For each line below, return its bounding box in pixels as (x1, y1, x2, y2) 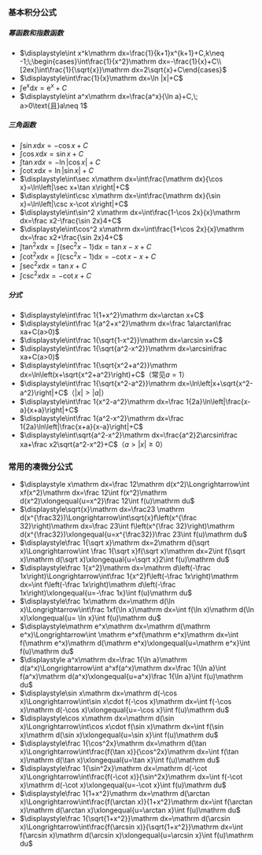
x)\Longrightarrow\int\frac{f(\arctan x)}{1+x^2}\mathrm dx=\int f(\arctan (19, 797, 253, 807)
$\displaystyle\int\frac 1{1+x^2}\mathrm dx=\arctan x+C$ (19, 311, 205, 320)
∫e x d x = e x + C (19, 81, 68, 92)
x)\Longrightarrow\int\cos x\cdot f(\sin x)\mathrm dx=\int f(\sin (19, 722, 224, 732)
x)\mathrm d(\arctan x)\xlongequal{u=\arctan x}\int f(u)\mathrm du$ (19, 805, 242, 815)
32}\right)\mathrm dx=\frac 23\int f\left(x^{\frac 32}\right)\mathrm (19, 521, 234, 531)
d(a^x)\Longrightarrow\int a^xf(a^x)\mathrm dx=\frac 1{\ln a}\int (19, 663, 227, 673)
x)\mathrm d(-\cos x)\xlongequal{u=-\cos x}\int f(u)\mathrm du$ (19, 706, 230, 715)
